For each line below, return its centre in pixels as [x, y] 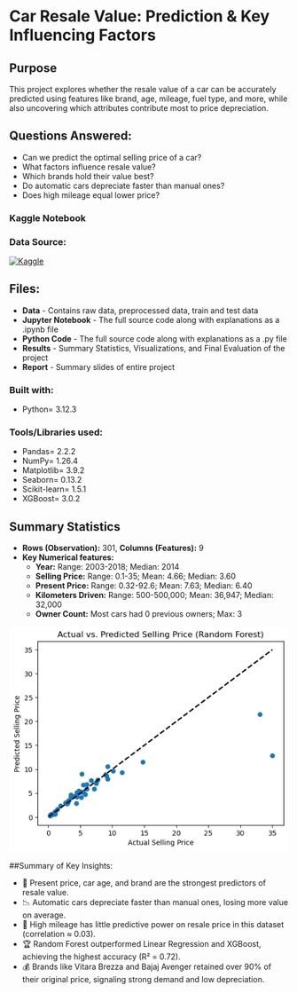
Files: [24, 289]
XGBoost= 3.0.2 [51, 499]
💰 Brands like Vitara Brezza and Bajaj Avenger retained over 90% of [147, 966]
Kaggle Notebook [47, 217]
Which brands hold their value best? [88, 176]
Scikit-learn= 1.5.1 [54, 489]
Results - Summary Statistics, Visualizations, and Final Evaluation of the [153, 348]
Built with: [31, 390]
